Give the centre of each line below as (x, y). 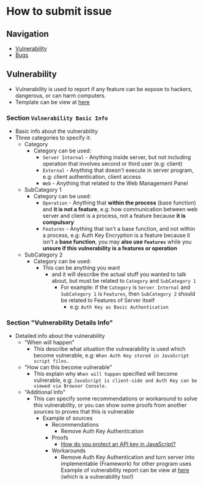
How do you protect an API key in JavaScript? (118, 444)
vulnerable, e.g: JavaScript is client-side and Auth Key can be (115, 380)
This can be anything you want (81, 268)
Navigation (27, 34)
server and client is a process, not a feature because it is (114, 216)
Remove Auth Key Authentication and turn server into (128, 457)
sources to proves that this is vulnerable (84, 412)
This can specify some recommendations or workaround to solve (115, 398)
